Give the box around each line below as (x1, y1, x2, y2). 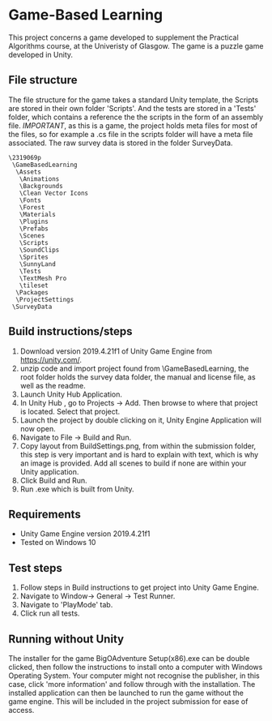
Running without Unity (8, 632, 124, 646)
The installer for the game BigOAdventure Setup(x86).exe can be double (8, 654, 250, 663)
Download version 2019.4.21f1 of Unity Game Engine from (19, 346, 213, 356)
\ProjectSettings (15, 295, 74, 303)
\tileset (19, 281, 49, 290)
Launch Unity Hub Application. (19, 389, 123, 399)
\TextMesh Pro (19, 274, 67, 282)
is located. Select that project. (19, 406, 121, 416)
